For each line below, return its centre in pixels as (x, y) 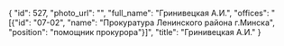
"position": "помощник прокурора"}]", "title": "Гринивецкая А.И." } (135, 32)
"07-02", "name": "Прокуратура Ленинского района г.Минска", (155, 23)
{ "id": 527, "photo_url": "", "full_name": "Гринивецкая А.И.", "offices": (139, 13)
